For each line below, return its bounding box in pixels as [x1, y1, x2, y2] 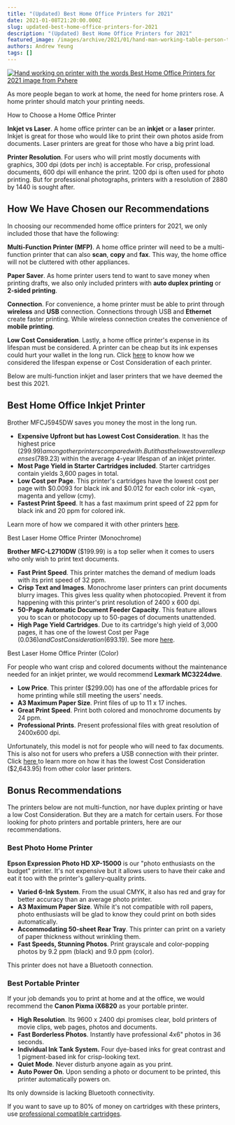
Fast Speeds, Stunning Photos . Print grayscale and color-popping [17, 940, 210, 948]
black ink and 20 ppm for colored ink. [17, 506, 126, 514]
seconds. [17, 1037, 45, 1046]
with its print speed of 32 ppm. [17, 575, 106, 584]
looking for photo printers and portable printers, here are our [7, 818, 182, 827]
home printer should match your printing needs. [7, 97, 145, 105]
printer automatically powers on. [17, 1074, 111, 1083]
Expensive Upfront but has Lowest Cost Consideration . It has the [17, 432, 209, 440]
